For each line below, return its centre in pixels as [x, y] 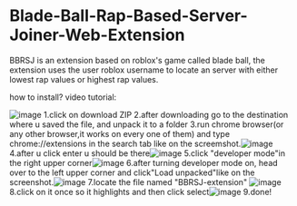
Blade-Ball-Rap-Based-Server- [129, 16]
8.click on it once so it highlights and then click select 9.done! [141, 191]
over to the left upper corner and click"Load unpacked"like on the [132, 172]
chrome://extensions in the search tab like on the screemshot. [125, 143]
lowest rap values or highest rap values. [84, 79]
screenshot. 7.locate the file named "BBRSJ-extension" [129, 181]
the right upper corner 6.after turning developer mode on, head [144, 162]
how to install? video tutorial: [63, 97]
